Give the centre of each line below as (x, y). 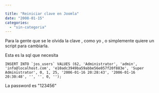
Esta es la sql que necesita (32, 55)
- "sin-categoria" (28, 27)
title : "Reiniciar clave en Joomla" (42, 13)
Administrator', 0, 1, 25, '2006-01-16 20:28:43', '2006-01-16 (70, 73)
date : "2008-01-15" (25, 18)
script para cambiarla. (27, 46)
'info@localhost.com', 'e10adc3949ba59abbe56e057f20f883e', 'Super (75, 68)
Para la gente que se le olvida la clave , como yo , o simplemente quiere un (79, 41)
